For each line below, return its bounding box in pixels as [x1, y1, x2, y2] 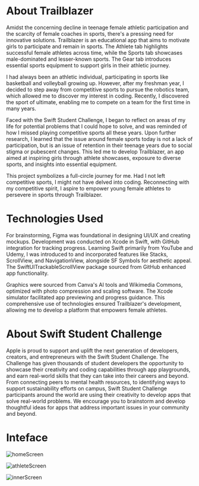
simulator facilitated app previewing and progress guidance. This [6, 293, 165, 301]
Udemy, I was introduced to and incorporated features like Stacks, [6, 250, 168, 258]
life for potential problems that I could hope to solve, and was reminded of [6, 123, 187, 130]
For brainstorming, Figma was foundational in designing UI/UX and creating [6, 231, 191, 239]
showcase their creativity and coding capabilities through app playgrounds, [6, 366, 191, 373]
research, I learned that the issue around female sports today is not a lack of [6, 135, 193, 142]
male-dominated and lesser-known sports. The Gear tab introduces [6, 55, 172, 62]
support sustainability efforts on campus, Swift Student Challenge [6, 385, 168, 392]
